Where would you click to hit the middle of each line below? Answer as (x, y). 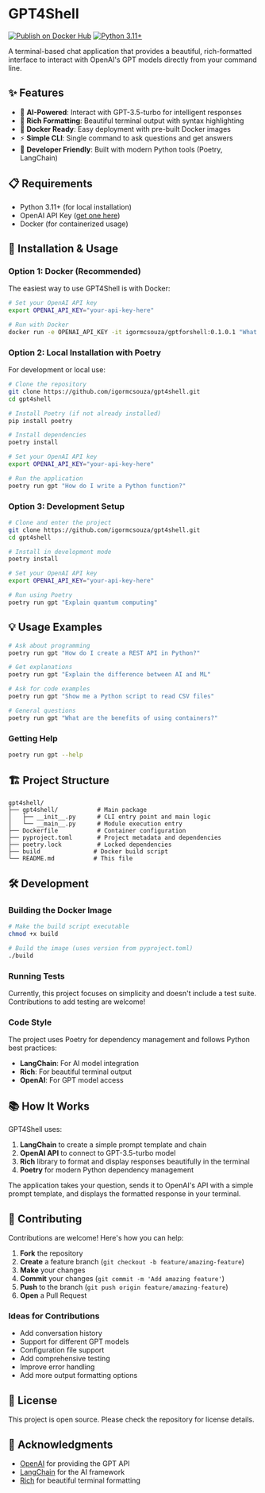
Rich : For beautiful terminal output (76, 1072)
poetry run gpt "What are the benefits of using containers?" (113, 718)
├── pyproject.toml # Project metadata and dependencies (115, 837)
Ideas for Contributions (54, 1316)
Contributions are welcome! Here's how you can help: (96, 1238)
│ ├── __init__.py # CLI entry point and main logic (110, 817)
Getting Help (33, 738)
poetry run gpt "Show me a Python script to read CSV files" (111, 696)
